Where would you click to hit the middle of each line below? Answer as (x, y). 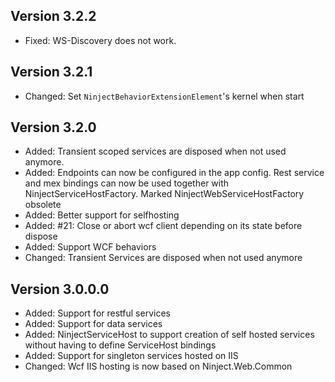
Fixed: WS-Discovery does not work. (100, 40)
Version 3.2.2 (53, 16)
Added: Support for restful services (97, 313)
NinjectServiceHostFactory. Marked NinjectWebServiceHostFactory (164, 194)
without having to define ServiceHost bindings (120, 345)
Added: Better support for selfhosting (102, 215)
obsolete (43, 205)
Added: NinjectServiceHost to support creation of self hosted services (169, 335)
